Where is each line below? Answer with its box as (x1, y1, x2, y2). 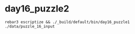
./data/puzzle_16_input (5, 23, 55, 29)
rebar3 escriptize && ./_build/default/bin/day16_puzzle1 (5, 19, 130, 24)
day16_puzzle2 (5, 3, 70, 14)
